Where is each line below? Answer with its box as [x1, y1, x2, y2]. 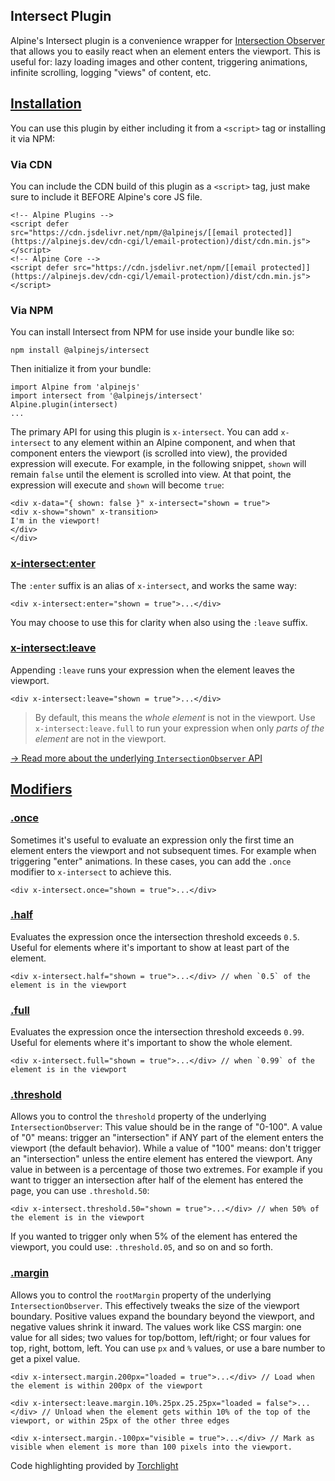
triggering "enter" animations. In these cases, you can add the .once [10, 855, 292, 867]
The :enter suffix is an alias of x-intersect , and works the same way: [10, 579, 297, 591]
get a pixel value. [10, 1352, 81, 1364]
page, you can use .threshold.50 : [10, 1185, 150, 1197]
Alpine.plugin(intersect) [10, 400, 118, 410]
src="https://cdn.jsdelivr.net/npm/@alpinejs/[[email [10, 227, 240, 238]
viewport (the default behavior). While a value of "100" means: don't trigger [10, 1142, 322, 1154]
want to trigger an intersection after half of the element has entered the [10, 1174, 304, 1186]
